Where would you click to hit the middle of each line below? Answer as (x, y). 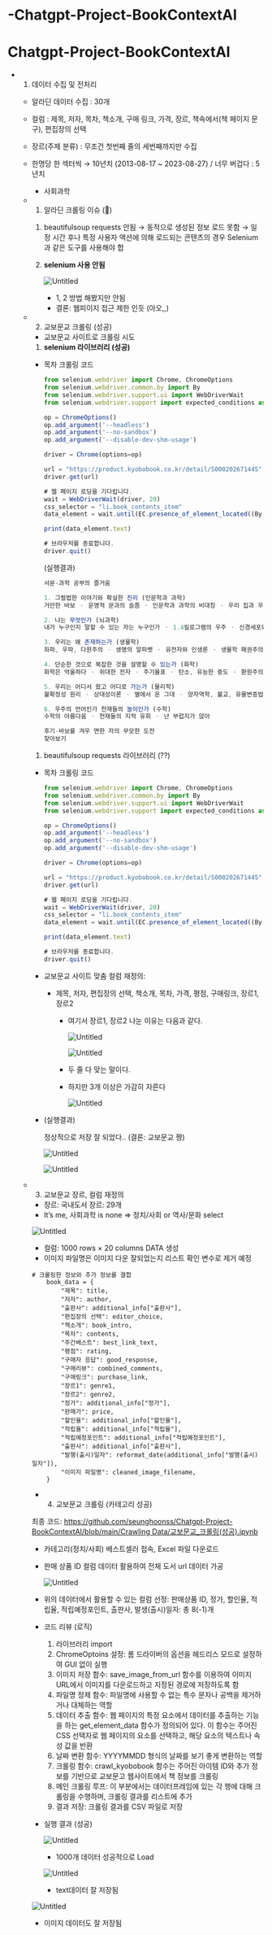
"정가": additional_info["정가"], (116, 1403)
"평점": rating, (86, 1351)
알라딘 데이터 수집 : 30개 (71, 102)
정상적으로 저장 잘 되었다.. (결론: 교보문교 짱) (114, 1137)
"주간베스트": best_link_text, (109, 1342)
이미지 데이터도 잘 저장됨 (83, 1923)
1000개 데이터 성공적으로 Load (105, 1857)
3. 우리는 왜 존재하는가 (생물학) (91, 643)
